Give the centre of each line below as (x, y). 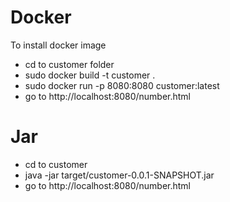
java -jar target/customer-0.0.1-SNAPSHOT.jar (119, 175)
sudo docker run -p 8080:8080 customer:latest (122, 85)
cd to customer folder (69, 64)
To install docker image (58, 45)
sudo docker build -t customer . (90, 75)
